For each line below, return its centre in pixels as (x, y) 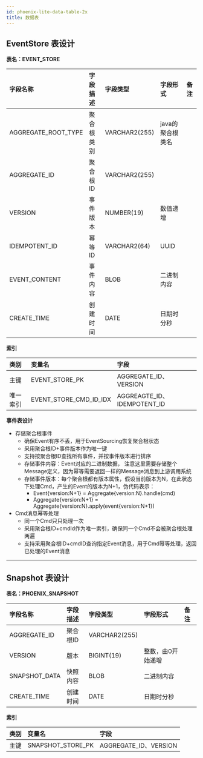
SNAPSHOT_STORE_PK (61, 745)
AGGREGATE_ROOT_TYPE (46, 133)
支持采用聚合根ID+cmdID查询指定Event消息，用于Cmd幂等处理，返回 (110, 544)
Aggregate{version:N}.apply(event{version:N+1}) (94, 506)
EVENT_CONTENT (35, 279)
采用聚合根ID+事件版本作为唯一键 (66, 448)
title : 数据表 (23, 18)
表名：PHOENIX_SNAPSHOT (43, 594)
